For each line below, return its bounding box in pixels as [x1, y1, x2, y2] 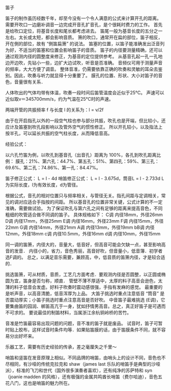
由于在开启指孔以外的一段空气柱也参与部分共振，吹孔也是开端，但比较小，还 [5, 117, 166, 124]
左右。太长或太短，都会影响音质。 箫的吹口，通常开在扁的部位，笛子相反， [5, 35, 163, 40]
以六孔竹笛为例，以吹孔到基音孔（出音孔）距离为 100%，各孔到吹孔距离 [5, 152, 157, 158]
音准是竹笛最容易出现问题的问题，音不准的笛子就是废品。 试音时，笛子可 [5, 320, 158, 326]
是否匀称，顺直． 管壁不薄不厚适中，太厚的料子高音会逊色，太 [32, 278, 163, 284]
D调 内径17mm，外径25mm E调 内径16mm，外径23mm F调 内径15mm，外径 [5, 218, 164, 224]
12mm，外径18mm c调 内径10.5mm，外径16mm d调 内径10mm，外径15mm [5, 231, 161, 236]
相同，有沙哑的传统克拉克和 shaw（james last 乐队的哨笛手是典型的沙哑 [9, 361, 161, 367]
